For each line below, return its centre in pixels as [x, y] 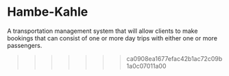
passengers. [25, 45]
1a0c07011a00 [146, 66]
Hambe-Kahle [48, 12]
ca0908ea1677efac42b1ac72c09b [174, 58]
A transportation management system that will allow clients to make [103, 31]
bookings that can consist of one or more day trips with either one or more [112, 38]
